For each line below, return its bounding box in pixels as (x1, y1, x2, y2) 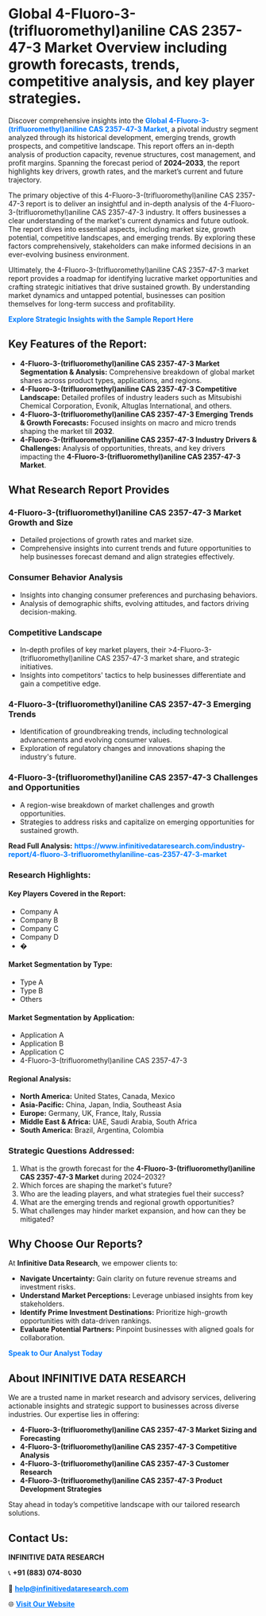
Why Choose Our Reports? (8, 1238, 143, 1251)
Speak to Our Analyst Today (8, 1348, 103, 1358)
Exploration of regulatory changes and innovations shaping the (19, 744, 226, 753)
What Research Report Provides (8, 483, 170, 497)
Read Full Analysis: (8, 841, 73, 851)
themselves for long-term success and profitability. (8, 299, 176, 308)
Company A (19, 906, 59, 916)
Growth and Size (8, 517, 74, 528)
